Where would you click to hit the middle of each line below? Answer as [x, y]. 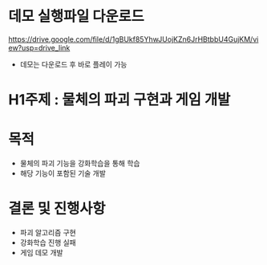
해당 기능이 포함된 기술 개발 [63, 173]
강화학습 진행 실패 [48, 243]
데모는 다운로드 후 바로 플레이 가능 [73, 64]
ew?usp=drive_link [39, 47]
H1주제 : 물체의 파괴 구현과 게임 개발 [119, 100]
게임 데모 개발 [41, 253]
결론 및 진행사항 [57, 209]
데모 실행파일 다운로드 [76, 16]
